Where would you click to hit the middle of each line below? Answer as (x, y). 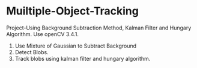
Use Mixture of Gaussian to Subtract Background (76, 46)
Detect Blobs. (32, 52)
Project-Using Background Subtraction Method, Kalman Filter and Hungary (99, 28)
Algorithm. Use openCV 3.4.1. (43, 34)
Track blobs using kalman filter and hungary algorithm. (83, 58)
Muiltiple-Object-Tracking (73, 11)
